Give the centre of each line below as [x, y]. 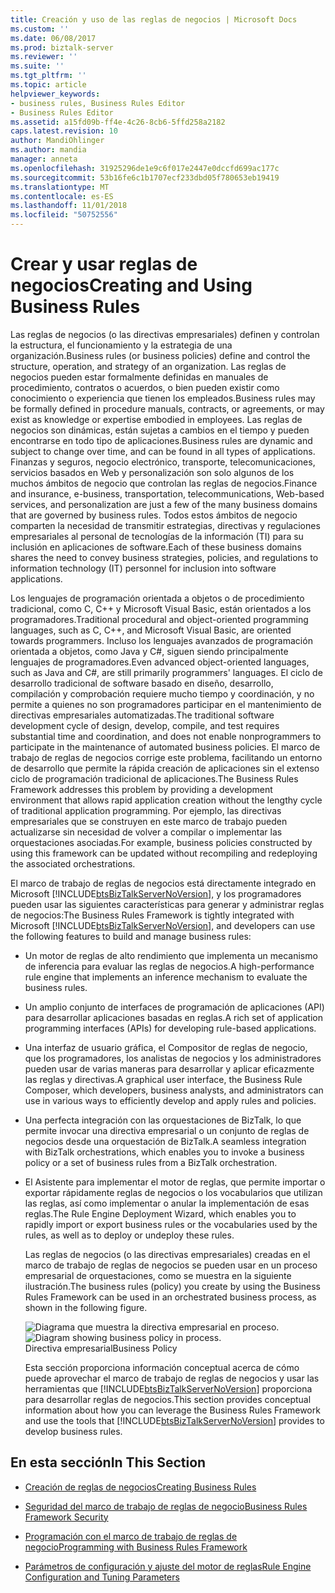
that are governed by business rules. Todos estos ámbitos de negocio [154, 515]
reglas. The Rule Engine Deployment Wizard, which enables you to [160, 1213]
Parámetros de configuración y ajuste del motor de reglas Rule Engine [168, 1566]
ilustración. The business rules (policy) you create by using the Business [172, 1286]
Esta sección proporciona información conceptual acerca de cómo [162, 1367]
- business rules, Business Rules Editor [98, 103]
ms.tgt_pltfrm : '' [48, 76]
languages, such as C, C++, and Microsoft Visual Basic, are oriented [151, 630]
